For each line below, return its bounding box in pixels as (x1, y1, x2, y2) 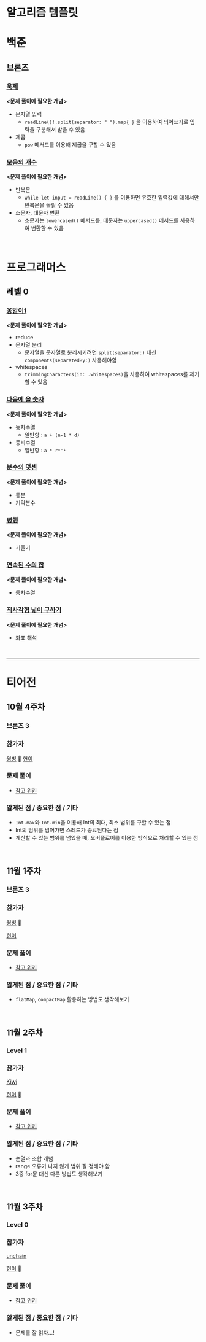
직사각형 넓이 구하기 (6, 606, 62, 615)
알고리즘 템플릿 (6, 6, 78, 20)
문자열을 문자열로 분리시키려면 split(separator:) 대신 (24, 349, 157, 356)
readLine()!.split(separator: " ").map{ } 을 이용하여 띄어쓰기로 (24, 118, 189, 126)
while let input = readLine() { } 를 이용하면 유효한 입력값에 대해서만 (24, 194, 199, 201)
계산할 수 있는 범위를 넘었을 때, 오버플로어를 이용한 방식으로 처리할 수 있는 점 (15, 834, 199, 842)
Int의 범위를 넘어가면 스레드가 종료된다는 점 (15, 826, 118, 834)
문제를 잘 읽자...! (15, 1328, 55, 1336)
